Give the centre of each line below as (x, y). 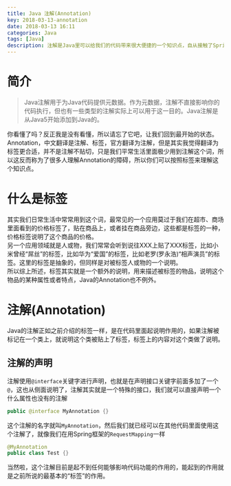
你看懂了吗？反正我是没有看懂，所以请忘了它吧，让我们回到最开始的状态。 (112, 134)
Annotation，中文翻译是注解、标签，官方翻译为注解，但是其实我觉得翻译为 (113, 143)
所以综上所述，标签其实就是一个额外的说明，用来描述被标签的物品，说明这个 (115, 271)
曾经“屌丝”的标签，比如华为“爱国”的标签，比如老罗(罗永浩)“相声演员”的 (113, 254)
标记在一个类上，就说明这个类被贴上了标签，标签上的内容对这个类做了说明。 (115, 339)
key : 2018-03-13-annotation (47, 20)
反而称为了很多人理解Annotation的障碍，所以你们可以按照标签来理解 (116, 160)
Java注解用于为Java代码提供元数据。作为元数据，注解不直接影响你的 (122, 102)
